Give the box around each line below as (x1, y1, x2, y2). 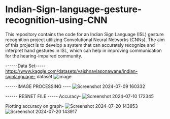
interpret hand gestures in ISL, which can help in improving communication (5, 47, 162, 53)
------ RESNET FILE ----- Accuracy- (5, 93, 81, 99)
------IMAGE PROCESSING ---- (5, 83, 71, 90)
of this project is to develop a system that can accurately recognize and (5, 42, 155, 48)
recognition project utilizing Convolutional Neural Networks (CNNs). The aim (5, 37, 165, 43)
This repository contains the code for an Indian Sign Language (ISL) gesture (5, 31, 164, 37)
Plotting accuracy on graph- (5, 103, 64, 109)
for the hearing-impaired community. (5, 52, 83, 59)
